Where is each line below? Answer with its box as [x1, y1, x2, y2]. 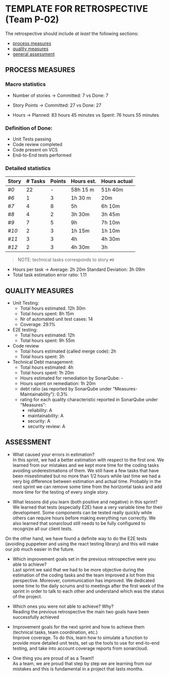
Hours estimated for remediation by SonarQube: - [20, 375, 124, 381]
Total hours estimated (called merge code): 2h [20, 348, 117, 354]
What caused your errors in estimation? [12, 451, 95, 457]
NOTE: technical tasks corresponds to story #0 [17, 257, 115, 263]
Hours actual [101, 178, 133, 185]
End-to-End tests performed [12, 152, 72, 158]
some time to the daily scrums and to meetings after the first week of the [12, 583, 164, 589]
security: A [27, 418, 50, 424]
